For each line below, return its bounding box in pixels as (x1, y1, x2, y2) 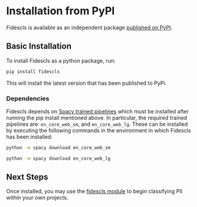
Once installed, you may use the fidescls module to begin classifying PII (6, 188, 183, 195)
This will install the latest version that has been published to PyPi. (6, 79, 167, 86)
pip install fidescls (6, 69, 60, 75)
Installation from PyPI (6, 4, 115, 18)
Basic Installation (6, 41, 72, 51)
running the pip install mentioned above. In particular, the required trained (6, 114, 187, 121)
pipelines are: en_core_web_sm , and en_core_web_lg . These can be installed (6, 121, 188, 128)
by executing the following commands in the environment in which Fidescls (6, 126, 191, 134)
